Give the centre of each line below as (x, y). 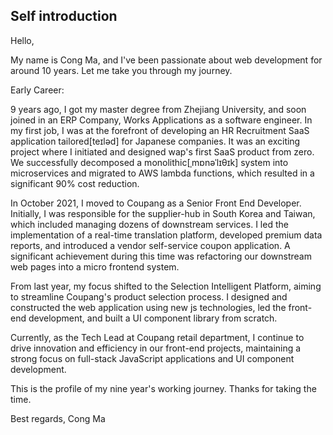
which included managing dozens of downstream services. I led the (149, 224)
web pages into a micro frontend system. (95, 266)
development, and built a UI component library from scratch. (153, 318)
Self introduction (64, 16)
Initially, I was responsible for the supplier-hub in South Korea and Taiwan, (163, 213)
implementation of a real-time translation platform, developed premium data (166, 235)
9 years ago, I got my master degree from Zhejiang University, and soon (158, 109)
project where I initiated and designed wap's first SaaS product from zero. (162, 151)
